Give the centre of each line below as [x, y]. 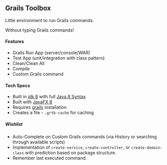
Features [14, 42]
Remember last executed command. [49, 158]
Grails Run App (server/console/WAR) [51, 53]
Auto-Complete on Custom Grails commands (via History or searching [84, 137]
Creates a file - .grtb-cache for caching [53, 113]
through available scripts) [38, 142]
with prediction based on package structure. [70, 153]
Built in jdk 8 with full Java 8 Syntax [49, 97]
